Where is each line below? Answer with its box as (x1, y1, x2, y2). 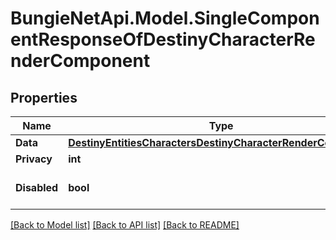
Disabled (15, 181, 59, 194)
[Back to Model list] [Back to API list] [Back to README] (10, 219, 240, 231)
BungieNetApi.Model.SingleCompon (10, 7, 320, 30)
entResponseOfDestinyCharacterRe (10, 28, 316, 51)
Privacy (15, 152, 53, 166)
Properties (10, 89, 78, 106)
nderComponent (10, 50, 151, 72)
